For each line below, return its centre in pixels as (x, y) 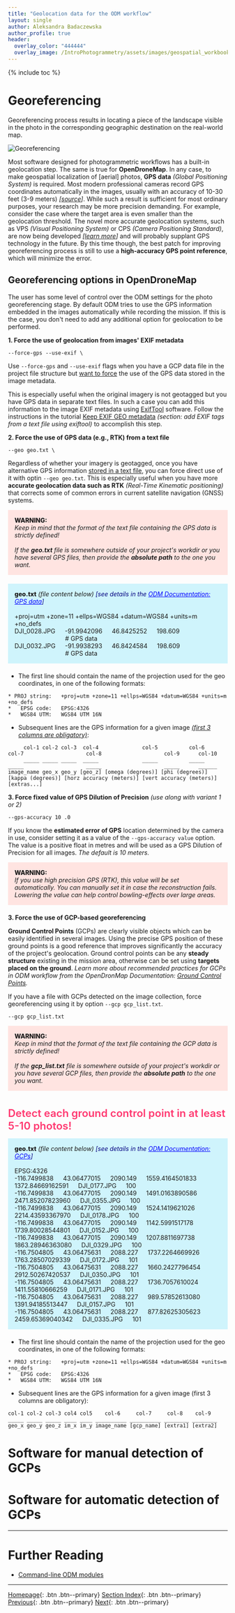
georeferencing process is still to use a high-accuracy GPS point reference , (118, 250)
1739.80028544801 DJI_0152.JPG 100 (76, 1230)
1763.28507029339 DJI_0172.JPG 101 (76, 1259)
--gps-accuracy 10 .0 (39, 817)
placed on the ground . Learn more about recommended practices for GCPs (117, 968)
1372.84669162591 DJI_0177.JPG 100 (75, 1185)
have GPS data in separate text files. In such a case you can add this (106, 401)
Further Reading (56, 1555)
